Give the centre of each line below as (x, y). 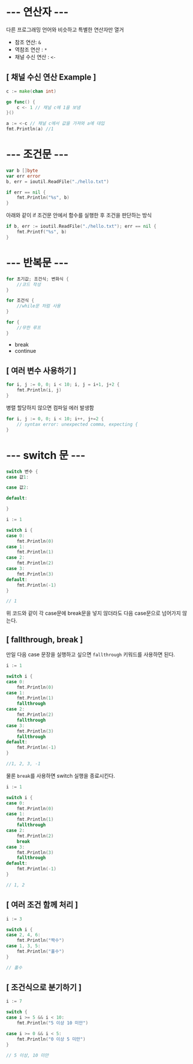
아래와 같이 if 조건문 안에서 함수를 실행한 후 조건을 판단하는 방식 (79, 215)
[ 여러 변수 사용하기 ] (41, 371)
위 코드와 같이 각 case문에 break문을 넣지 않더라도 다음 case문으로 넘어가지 (94, 613)
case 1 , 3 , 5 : (24, 946)
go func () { (21, 102)
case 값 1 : (18, 477)
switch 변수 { (22, 472)
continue (25, 351)
